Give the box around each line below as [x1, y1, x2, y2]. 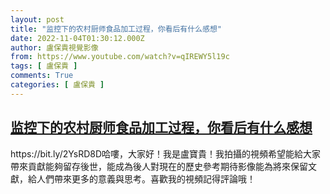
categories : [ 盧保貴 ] [10, 80, 105, 90]
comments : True [10, 71, 74, 81]
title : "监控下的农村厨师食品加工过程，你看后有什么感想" [10, 24, 222, 34]
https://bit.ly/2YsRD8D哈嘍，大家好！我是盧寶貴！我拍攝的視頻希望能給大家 [10, 147, 322, 160]
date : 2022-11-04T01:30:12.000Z [10, 33, 145, 43]
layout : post [10, 14, 65, 25]
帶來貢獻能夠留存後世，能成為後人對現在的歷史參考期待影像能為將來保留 [10, 160, 308, 172]
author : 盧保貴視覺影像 [10, 42, 99, 53]
